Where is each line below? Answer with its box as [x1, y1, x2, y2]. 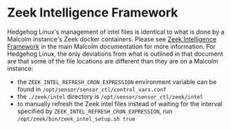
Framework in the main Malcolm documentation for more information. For [7, 42, 216, 50]
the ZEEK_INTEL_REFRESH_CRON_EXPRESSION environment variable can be [17, 77, 216, 86]
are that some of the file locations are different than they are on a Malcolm [7, 57, 219, 65]
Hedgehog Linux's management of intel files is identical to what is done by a [7, 28, 225, 36]
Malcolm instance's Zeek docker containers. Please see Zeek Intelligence [7, 34, 216, 43]
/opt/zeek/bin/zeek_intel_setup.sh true [17, 115, 136, 122]
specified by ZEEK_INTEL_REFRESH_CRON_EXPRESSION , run [17, 107, 173, 115]
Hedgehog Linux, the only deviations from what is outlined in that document [7, 50, 223, 58]
